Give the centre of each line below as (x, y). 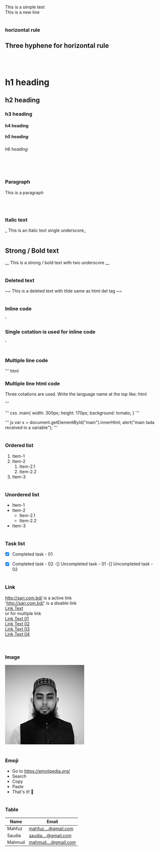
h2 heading (23, 100)
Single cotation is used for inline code (50, 332)
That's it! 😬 (23, 792)
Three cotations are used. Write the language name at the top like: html (76, 394)
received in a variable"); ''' (32, 427)
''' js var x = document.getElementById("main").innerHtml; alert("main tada (80, 423)
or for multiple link (23, 613)
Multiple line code (27, 360)
